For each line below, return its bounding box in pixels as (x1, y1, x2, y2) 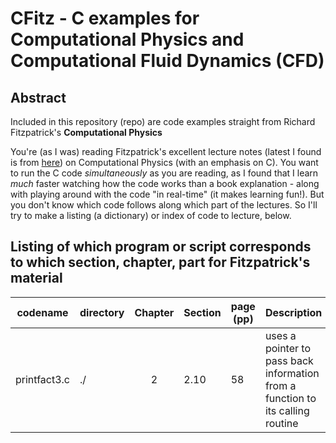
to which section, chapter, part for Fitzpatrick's (10, 254, 311, 271)
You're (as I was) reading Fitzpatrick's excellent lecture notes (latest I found (10, 146, 322, 157)
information (264, 366, 320, 380)
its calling (264, 403, 310, 417)
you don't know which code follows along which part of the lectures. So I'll (10, 199, 318, 211)
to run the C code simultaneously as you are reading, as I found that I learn (10, 167, 319, 179)
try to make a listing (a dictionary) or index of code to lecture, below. (10, 210, 292, 221)
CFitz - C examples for (10, 7, 200, 30)
